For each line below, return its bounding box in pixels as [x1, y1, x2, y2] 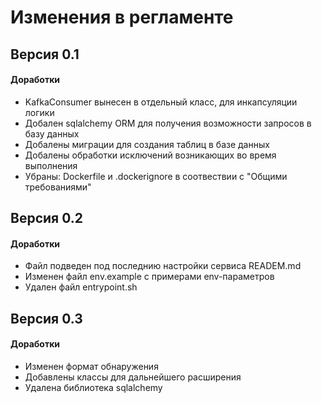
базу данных [24, 127, 80, 140]
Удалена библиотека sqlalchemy [24, 381, 163, 393]
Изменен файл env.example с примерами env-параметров [24, 271, 275, 283]
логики [24, 106, 55, 118]
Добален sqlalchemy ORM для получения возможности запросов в [24, 117, 312, 129]
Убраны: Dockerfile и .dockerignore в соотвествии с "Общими [24, 170, 288, 182]
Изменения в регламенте [10, 6, 234, 29]
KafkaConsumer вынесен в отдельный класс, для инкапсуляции [24, 96, 298, 108]
